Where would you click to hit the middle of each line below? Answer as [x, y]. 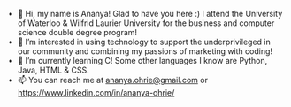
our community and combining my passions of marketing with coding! [145, 51]
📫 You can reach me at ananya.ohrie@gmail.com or [112, 80]
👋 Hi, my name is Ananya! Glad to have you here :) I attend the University [150, 14]
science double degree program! [77, 32]
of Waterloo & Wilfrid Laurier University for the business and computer [146, 23]
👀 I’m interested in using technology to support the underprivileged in [144, 42]
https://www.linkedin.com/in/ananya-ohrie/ [96, 92]
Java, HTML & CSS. [54, 70]
